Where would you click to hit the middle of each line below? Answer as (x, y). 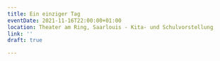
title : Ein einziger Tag (44, 14)
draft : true (25, 40)
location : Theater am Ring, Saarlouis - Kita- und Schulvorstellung (110, 27)
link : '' (20, 34)
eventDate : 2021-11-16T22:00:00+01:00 (64, 21)
